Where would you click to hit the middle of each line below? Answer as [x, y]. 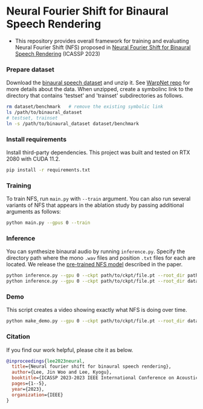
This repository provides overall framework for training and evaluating [102, 41]
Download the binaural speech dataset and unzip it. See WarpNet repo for [98, 83]
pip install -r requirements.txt [48, 170]
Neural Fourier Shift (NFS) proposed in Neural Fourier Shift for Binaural [103, 47]
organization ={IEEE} [37, 395]
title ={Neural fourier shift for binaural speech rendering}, [92, 367]
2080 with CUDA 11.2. [33, 159]
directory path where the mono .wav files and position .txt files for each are [101, 258]
